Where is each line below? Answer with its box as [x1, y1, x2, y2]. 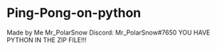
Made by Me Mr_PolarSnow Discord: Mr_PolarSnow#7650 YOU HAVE [6, 28, 211, 37]
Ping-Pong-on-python [6, 5, 142, 21]
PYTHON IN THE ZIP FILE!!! [6, 35, 87, 44]
